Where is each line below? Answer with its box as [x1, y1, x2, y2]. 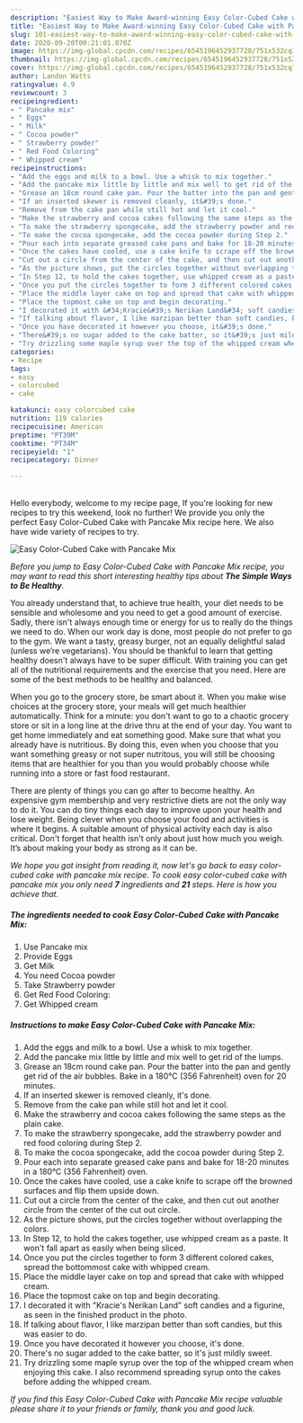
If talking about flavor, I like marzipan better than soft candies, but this [22, 1319, 282, 1330]
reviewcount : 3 [10, 88, 67, 97]
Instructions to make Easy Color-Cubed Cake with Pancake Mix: [10, 1019, 256, 1030]
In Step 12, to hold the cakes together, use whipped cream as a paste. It [22, 1233, 289, 1244]
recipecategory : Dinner [10, 456, 100, 465]
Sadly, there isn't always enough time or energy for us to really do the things [10, 617, 293, 627]
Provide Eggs [22, 951, 73, 962]
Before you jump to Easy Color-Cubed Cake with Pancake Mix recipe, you [10, 561, 284, 572]
